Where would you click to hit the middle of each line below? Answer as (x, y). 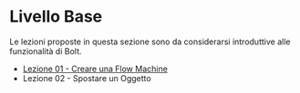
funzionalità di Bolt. (46, 51)
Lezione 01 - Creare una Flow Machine (95, 69)
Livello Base (56, 17)
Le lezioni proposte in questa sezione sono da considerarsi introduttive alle (150, 42)
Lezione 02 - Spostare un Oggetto (87, 78)
